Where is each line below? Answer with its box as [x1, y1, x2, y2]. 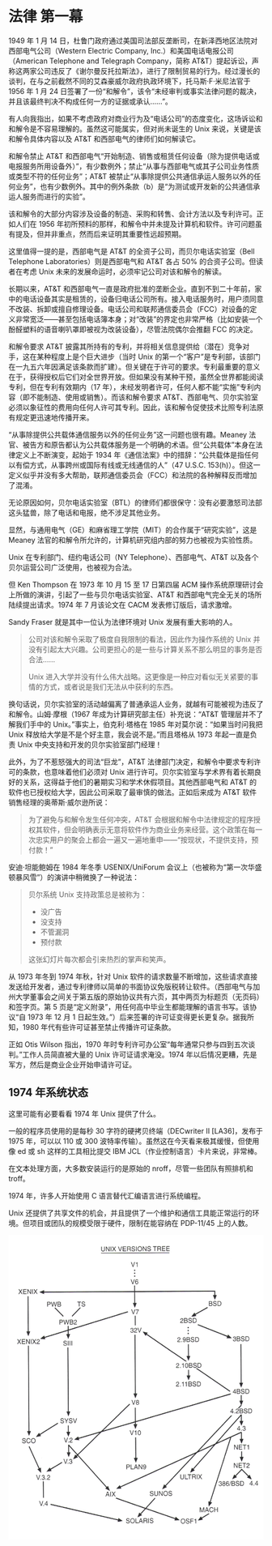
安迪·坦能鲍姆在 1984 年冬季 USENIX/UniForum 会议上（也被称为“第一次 [8, 862, 249, 872]
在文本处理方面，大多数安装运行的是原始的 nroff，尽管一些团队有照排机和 [8, 1164, 253, 1173]
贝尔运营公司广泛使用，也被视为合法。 [8, 562, 136, 572]
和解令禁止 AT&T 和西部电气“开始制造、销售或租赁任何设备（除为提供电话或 [8, 151, 261, 160]
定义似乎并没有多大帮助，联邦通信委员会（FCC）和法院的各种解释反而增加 [8, 470, 257, 480]
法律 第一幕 [8, 7, 83, 26]
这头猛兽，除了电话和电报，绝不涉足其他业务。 [8, 507, 164, 517]
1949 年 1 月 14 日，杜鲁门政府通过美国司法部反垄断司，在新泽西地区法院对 [8, 36, 258, 45]
